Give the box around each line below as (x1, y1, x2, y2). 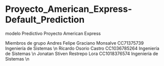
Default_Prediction (5, 14, 85, 25)
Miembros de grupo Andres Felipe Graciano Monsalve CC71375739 (5, 40, 144, 46)
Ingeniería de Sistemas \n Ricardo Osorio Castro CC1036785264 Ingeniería (5, 45, 159, 51)
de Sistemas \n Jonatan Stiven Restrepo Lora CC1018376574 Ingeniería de (5, 51, 158, 57)
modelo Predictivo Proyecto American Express (5, 30, 101, 36)
